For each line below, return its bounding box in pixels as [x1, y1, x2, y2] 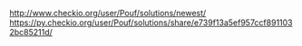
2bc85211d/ [9, 27, 53, 37]
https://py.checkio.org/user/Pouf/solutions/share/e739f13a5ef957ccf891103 [9, 17, 293, 28]
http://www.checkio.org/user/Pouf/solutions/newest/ [9, 8, 207, 18]
